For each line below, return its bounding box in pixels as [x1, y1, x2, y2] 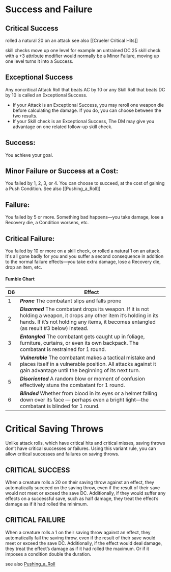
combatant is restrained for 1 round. [19, 346, 106, 353]
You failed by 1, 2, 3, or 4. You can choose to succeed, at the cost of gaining [5, 180, 165, 186]
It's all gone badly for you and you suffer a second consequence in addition [5, 253, 164, 259]
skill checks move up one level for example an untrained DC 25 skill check [5, 47, 161, 53]
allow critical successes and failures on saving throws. [5, 451, 120, 457]
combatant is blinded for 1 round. [19, 402, 100, 410]
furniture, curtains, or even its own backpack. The [19, 340, 139, 347]
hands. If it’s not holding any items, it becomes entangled [19, 318, 156, 325]
